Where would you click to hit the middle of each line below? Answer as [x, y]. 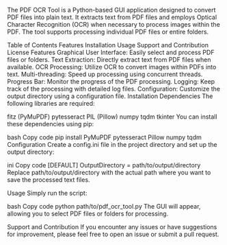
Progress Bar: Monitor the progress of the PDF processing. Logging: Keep [111, 81]
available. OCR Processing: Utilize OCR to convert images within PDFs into [112, 67]
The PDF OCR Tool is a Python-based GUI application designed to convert [111, 10]
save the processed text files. [49, 180]
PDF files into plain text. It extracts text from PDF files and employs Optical [112, 17]
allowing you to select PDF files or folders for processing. [88, 213]
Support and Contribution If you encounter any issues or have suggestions [112, 227]
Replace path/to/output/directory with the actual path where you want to [109, 172]
